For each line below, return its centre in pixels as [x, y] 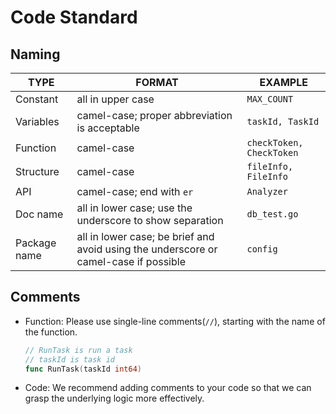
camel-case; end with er [135, 191]
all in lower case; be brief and [145, 236]
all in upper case [115, 99]
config [262, 249]
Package [36, 243]
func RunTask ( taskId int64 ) [83, 369]
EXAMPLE [283, 82]
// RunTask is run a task [78, 350]
